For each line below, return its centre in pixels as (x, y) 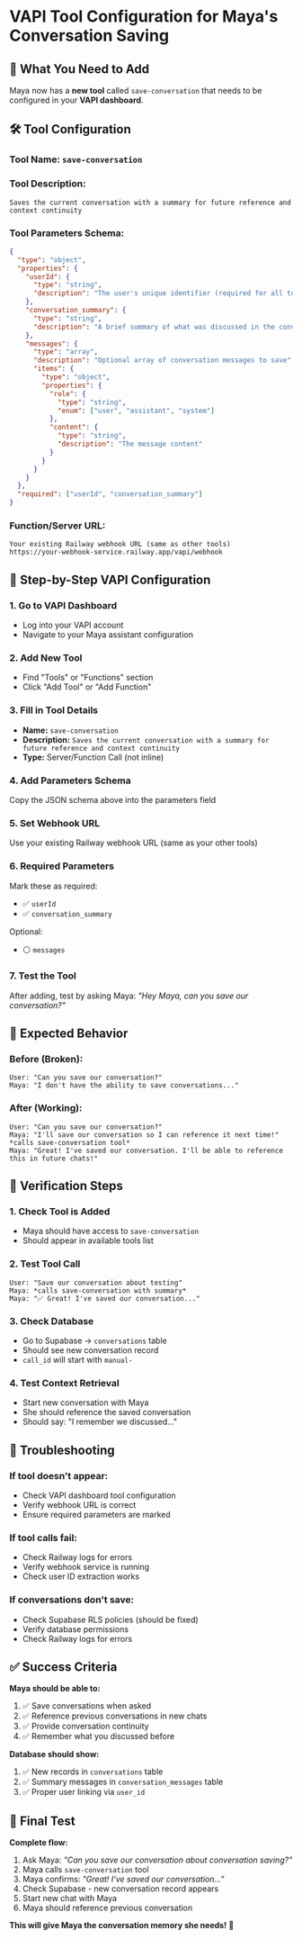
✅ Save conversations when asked (87, 1706)
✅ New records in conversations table (93, 1772)
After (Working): (46, 1108)
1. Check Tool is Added (60, 1212)
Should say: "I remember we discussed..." (100, 1422)
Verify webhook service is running (86, 1567)
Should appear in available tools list (88, 1240)
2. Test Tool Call (45, 1264)
